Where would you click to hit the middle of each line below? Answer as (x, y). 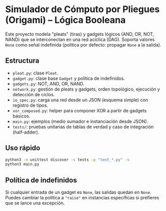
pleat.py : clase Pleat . (35, 73)
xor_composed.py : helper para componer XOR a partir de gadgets (79, 110)
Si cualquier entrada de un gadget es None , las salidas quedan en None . (78, 192)
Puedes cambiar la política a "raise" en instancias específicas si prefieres (82, 198)
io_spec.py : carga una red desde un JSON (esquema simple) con (80, 100)
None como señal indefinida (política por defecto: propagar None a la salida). (83, 45)
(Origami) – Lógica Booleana (66, 20)
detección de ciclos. (34, 94)
